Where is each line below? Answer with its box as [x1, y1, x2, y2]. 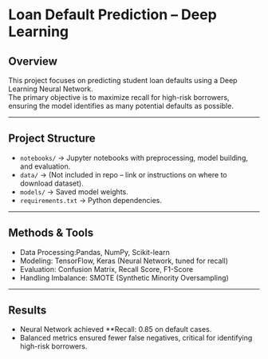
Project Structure [8, 132, 96, 146]
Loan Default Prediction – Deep [8, 6, 217, 24]
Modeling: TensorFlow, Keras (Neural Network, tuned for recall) [19, 256, 229, 265]
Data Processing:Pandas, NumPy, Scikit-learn [19, 247, 170, 257]
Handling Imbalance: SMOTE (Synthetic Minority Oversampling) [19, 273, 229, 282]
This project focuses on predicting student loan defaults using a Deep [8, 76, 238, 85]
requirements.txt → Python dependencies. [19, 195, 162, 205]
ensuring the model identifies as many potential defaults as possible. [8, 102, 234, 110]
